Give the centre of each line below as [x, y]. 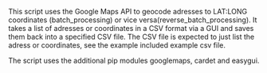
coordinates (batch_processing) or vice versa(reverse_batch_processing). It [133, 20]
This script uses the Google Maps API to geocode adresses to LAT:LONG [128, 12]
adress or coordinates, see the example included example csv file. [117, 45]
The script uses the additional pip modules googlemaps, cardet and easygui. [134, 60]
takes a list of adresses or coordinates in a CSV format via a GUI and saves [131, 28]
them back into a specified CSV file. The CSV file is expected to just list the [132, 36]
